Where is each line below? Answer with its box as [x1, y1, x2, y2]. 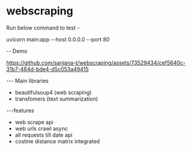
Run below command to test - [6, 24, 80, 31]
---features [6, 106, 34, 114]
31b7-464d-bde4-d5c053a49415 [6, 65, 89, 73]
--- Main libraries [6, 77, 49, 84]
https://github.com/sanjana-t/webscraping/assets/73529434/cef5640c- [6, 59, 186, 66]
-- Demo [6, 47, 28, 55]
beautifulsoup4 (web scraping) [14, 88, 92, 96]
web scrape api [14, 119, 54, 126]
